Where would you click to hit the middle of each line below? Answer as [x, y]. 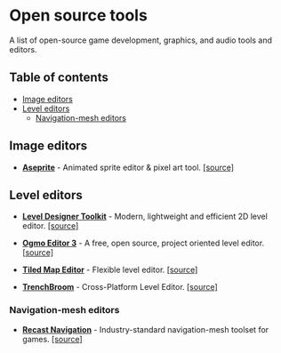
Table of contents [59, 78]
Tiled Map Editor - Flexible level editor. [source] [110, 270]
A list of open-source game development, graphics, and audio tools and [141, 40]
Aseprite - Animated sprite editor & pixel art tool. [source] [128, 167]
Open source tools [79, 16]
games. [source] [52, 339]
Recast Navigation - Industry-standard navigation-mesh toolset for [145, 329]
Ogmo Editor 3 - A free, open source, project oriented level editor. [143, 243]
